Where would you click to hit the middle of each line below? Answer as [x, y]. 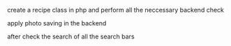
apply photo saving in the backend [57, 23]
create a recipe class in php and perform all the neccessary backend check [116, 10]
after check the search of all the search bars [71, 36]
